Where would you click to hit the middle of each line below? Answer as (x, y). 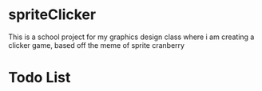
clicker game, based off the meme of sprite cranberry (97, 45)
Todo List (40, 78)
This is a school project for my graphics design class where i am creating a (131, 37)
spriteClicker (52, 15)
